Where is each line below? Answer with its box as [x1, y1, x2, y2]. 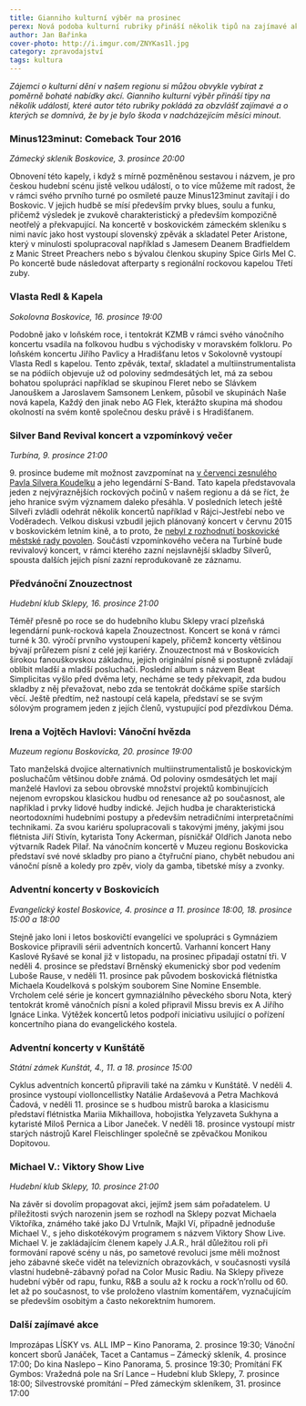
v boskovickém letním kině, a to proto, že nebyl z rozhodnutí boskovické [9, 525, 280, 536]
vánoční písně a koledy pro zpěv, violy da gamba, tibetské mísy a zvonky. [9, 860, 285, 871]
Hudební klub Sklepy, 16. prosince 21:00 [9, 598, 159, 609]
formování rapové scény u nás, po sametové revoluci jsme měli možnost [9, 1247, 280, 1258]
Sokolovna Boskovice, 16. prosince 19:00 [9, 311, 163, 322]
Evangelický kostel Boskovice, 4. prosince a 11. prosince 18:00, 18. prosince [9, 904, 292, 915]
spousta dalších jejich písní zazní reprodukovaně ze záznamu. [9, 554, 241, 565]
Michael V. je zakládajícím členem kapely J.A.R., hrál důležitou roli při [9, 1237, 269, 1248]
